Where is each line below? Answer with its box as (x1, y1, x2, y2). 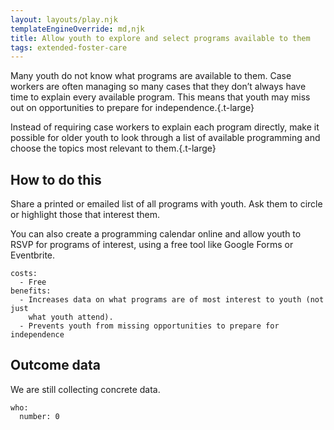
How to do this (10, 171, 102, 188)
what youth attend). (28, 312, 114, 323)
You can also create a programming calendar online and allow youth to (10, 228, 302, 240)
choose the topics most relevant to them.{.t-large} (10, 142, 217, 155)
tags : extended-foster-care (10, 42, 128, 53)
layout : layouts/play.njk (10, 14, 118, 25)
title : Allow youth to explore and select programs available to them (10, 33, 311, 43)
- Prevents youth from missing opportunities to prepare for (19, 321, 280, 331)
